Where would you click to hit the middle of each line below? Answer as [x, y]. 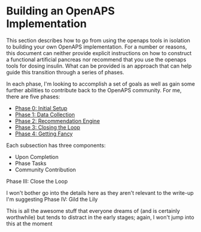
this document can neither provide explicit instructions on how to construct [99, 53]
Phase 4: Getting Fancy [44, 134]
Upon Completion [37, 156]
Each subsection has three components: [56, 145]
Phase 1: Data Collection [45, 115]
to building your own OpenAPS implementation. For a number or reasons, [97, 47]
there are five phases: [33, 97]
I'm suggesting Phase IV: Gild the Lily [52, 199]
